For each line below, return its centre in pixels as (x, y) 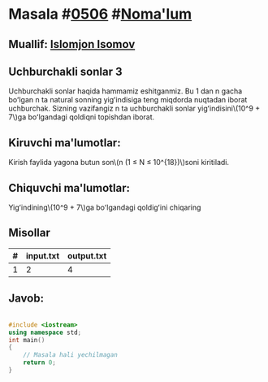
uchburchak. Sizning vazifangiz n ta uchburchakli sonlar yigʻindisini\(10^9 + (134, 109)
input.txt (43, 255)
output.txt (87, 255)
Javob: (26, 299)
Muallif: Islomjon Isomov (72, 44)
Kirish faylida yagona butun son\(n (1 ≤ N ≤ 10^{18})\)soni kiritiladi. (119, 163)
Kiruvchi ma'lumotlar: (65, 143)
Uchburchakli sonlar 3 (65, 71)
